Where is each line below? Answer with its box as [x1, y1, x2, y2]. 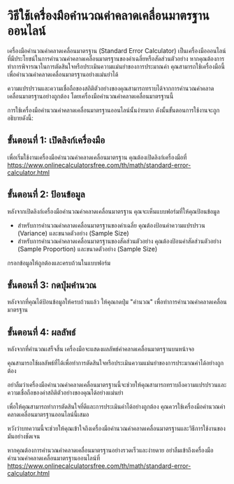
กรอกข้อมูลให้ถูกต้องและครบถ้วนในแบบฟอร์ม [7, 258, 110, 267]
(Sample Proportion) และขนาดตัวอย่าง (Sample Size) [17, 244, 158, 253]
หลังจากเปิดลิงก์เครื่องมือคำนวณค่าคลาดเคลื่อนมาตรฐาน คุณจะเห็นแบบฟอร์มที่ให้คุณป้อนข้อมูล [7, 207, 220, 215]
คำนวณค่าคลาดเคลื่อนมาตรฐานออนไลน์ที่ [7, 454, 101, 462]
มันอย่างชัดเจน [7, 432, 41, 441]
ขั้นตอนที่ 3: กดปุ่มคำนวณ [7, 279, 96, 291]
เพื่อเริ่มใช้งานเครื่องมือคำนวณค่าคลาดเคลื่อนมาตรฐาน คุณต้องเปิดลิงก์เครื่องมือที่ [7, 153, 187, 161]
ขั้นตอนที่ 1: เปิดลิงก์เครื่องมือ [7, 134, 105, 147]
